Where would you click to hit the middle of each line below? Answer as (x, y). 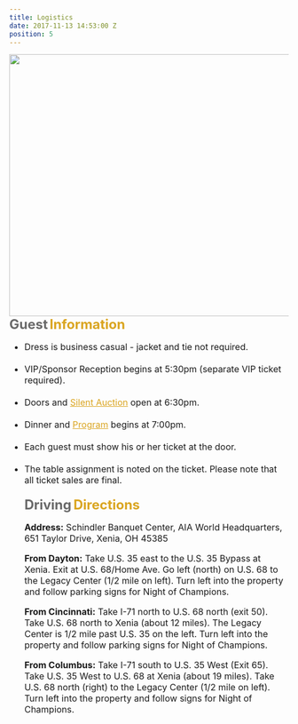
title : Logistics (41, 17)
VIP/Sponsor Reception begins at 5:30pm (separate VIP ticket (153, 370)
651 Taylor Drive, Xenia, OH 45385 (96, 538)
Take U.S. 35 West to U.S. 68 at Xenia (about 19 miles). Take (149, 676)
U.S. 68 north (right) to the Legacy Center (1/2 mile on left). (147, 688)
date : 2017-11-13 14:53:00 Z (63, 26)
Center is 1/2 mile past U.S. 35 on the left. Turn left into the (146, 634)
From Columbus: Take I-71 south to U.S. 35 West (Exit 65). (146, 665)
